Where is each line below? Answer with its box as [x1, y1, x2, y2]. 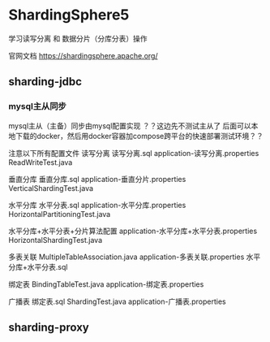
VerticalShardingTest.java [8, 183, 94, 193]
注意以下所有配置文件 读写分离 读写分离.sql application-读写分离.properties [8, 148, 259, 158]
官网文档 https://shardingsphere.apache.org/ [8, 50, 158, 60]
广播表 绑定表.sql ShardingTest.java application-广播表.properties [8, 297, 226, 306]
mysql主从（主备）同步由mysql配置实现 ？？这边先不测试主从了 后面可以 [8, 120, 251, 131]
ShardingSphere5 [8, 6, 130, 24]
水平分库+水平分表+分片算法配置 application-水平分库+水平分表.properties [8, 226, 258, 236]
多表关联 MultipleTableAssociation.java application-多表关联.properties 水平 [8, 252, 261, 262]
